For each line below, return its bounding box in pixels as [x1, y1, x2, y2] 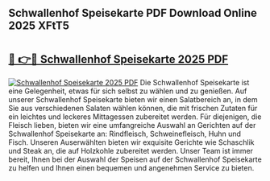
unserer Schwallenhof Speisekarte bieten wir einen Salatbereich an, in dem [8, 95, 258, 104]
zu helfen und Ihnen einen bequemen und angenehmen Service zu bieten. [8, 163, 255, 172]
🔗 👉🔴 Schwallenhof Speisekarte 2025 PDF [8, 52, 229, 66]
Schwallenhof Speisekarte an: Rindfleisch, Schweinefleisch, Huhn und [8, 129, 242, 138]
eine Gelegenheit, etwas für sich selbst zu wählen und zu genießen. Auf [8, 86, 247, 96]
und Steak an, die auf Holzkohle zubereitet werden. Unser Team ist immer [8, 146, 254, 155]
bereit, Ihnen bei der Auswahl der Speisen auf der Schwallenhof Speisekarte [8, 154, 262, 164]
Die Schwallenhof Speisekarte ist [139, 78, 250, 87]
